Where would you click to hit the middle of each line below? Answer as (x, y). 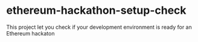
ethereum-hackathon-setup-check (96, 10)
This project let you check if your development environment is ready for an (99, 27)
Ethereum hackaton (30, 33)
